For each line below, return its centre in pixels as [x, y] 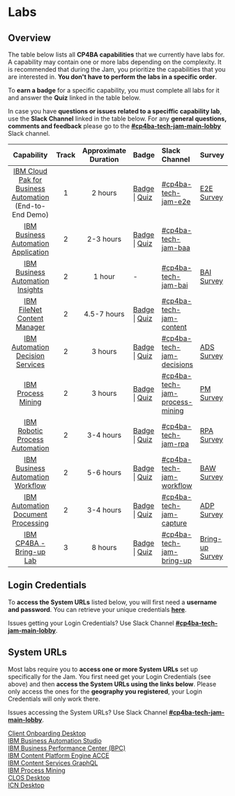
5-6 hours [104, 473]
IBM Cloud [31, 171]
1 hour [105, 276]
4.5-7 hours [104, 314]
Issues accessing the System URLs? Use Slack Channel [88, 712]
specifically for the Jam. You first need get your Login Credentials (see [109, 676]
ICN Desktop [26, 785]
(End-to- [30, 206]
